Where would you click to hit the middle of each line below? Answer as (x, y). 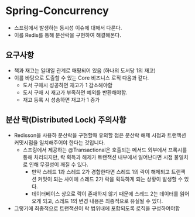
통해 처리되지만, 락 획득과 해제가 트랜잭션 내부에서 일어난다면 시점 (98, 157)
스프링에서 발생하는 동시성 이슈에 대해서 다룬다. (68, 27)
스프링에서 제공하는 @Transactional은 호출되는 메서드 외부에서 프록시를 (105, 150)
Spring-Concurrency (57, 11)
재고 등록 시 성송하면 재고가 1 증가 (61, 99)
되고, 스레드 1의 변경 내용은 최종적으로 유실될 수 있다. (103, 201)
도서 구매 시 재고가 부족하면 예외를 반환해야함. (75, 92)
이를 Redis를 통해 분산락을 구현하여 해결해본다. (67, 35)
